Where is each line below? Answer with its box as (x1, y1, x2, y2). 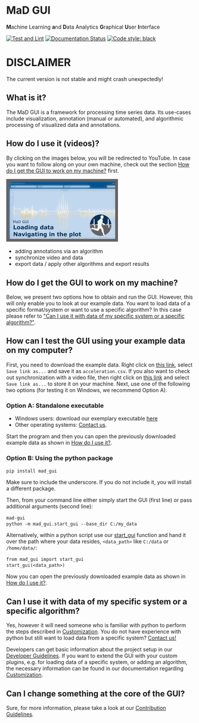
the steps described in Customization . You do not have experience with (6, 628, 182, 635)
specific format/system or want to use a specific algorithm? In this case (6, 306, 182, 314)
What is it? (6, 93, 46, 103)
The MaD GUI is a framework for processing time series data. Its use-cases (6, 108, 191, 116)
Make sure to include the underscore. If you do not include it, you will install (6, 479, 192, 486)
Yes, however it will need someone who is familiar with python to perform (6, 622, 186, 629)
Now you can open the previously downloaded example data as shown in (6, 573, 186, 580)
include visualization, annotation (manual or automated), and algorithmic (6, 114, 184, 122)
